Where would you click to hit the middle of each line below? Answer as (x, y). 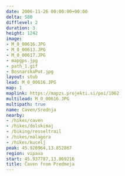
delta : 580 (19, 17)
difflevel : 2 (22, 22)
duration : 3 (21, 28)
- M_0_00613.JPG (26, 50)
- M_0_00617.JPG (26, 55)
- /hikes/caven (25, 121)
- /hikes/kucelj (26, 142)
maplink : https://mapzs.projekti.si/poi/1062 (62, 93)
